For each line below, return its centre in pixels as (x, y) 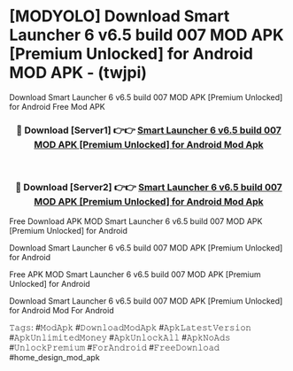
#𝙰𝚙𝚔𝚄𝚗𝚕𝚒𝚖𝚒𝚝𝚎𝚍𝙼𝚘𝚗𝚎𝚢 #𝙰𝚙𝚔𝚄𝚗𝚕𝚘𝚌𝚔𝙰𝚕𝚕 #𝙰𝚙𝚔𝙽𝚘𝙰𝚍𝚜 (120, 337)
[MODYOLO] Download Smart (120, 16)
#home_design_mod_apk (54, 357)
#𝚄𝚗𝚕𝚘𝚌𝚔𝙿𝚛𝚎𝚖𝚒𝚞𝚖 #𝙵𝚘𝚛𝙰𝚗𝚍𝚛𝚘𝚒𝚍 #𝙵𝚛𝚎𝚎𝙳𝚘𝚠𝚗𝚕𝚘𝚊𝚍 (114, 347)
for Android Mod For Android (62, 310)
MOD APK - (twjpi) (78, 73)
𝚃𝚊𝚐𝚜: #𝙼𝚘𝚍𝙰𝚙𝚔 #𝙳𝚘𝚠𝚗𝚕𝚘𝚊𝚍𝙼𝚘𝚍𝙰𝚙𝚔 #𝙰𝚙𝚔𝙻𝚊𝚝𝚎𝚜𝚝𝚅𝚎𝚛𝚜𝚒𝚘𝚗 (131, 327)
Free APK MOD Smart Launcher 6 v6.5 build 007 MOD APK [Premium (135, 274)
